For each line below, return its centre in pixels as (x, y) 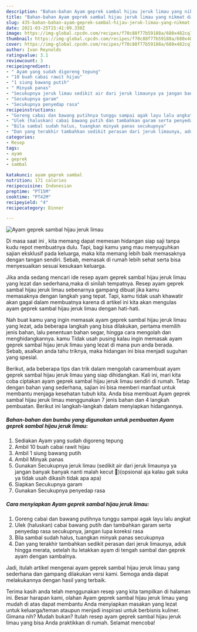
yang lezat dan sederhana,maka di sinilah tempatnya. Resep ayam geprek (95, 284)
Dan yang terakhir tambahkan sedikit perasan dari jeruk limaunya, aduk (100, 544)
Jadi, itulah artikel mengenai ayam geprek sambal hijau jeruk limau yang (93, 568)
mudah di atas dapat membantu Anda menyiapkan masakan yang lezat (91, 604)
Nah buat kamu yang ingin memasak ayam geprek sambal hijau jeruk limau (96, 320)
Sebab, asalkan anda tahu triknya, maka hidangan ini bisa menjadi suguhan (97, 351)
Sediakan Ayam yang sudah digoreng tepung (69, 441)
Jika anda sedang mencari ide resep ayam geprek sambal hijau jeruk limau (96, 277)
